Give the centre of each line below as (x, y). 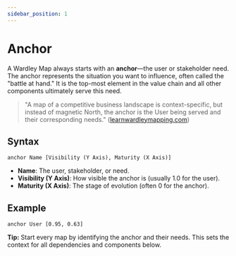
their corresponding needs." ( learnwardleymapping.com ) (107, 119)
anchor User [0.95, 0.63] (45, 224)
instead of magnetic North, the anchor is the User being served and (123, 112)
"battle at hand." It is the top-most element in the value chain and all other (114, 83)
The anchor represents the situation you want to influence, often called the (116, 75)
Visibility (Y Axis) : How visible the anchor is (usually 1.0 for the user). (119, 178)
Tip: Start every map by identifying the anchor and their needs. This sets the (118, 238)
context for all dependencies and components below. (85, 245)
